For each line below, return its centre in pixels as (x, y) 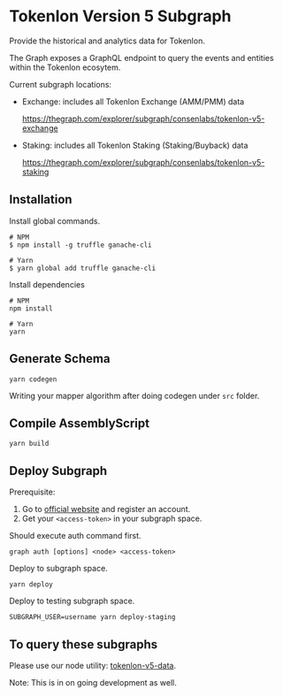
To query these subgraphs (83, 644)
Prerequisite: (32, 492)
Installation (41, 199)
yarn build (29, 444)
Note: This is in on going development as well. (93, 682)
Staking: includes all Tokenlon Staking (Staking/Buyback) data (135, 145)
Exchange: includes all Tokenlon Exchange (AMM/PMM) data (133, 101)
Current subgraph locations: (61, 84)
